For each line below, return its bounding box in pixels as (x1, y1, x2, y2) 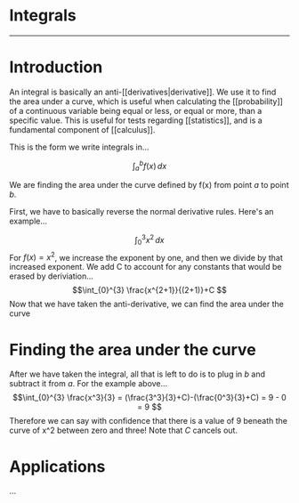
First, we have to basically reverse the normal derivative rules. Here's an (9, 207, 274, 217)
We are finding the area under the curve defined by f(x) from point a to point (9, 180, 289, 191)
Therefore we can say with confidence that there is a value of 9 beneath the (9, 416, 287, 426)
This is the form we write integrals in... (9, 142, 149, 152)
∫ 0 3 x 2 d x (134, 233, 165, 247)
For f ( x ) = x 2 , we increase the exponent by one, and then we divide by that (9, 250, 283, 263)
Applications (9, 456, 106, 476)
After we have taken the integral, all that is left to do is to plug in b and (9, 369, 265, 379)
